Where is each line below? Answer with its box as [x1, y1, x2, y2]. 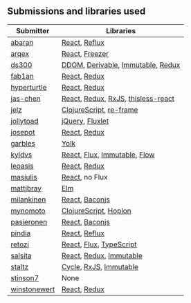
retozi [10, 240, 30, 249]
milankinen [10, 195, 46, 204]
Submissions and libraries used [7, 6, 146, 17]
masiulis [10, 172, 37, 182]
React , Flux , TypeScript [61, 240, 137, 249]
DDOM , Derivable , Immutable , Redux [61, 60, 181, 70]
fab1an [10, 71, 35, 81]
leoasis [10, 161, 34, 170]
